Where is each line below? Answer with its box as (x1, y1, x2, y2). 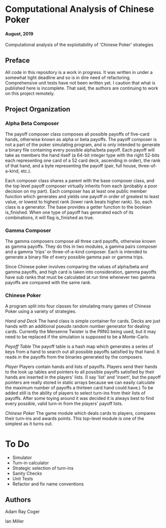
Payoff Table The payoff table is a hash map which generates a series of (5, 344, 154, 350)
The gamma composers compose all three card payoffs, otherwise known (5, 238, 156, 244)
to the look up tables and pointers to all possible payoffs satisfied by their (5, 369, 155, 375)
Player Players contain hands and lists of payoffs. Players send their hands (5, 364, 158, 370)
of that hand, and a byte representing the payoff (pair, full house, (5, 162, 137, 168)
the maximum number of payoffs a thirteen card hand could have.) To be (5, 385, 154, 391)
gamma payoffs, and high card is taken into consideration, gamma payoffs (5, 269, 157, 275)
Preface (5, 56, 30, 65)
